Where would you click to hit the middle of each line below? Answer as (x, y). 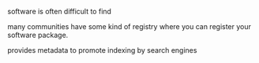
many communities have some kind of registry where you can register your (129, 26)
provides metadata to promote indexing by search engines (102, 50)
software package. (38, 35)
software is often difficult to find (60, 11)
